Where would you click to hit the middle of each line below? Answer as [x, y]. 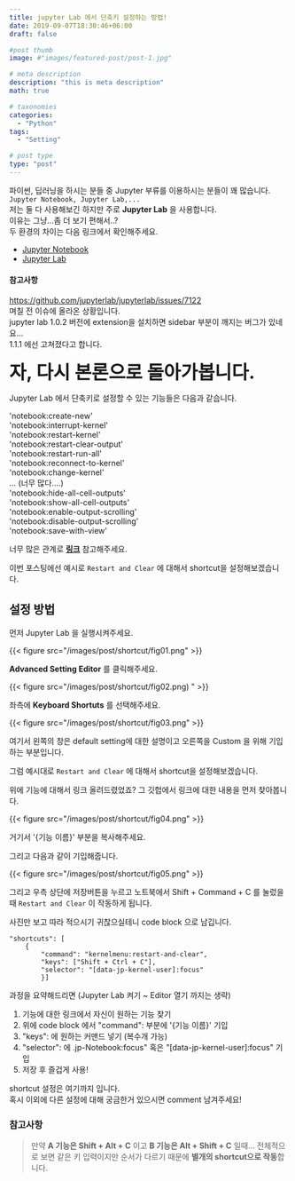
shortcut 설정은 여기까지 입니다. [65, 1088]
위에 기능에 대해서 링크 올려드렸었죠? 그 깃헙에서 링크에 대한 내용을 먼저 [133, 789]
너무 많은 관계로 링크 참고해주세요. [69, 549]
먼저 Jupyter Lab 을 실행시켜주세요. [71, 632]
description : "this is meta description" [87, 83]
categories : [31, 115]
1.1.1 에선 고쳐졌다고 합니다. [56, 345]
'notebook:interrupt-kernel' [59, 425]
